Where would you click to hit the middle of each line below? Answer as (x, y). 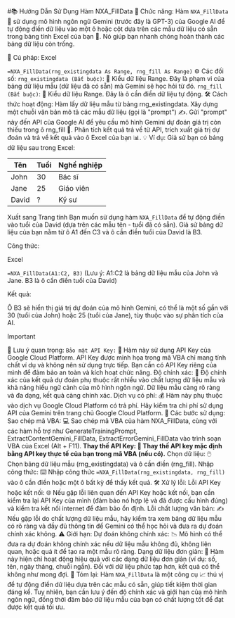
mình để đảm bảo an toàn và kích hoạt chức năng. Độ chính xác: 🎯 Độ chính (117, 372)
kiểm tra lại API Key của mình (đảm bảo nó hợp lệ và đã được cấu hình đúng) (117, 500)
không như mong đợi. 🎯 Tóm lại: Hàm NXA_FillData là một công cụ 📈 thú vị (115, 574)
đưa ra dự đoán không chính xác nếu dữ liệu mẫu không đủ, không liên (109, 544)
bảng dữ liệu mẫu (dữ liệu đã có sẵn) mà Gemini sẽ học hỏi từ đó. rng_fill (115, 86)
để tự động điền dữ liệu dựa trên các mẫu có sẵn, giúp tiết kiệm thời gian (112, 585)
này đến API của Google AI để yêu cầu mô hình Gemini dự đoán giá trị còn (114, 122)
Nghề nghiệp (81, 165)
